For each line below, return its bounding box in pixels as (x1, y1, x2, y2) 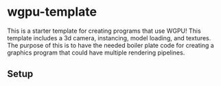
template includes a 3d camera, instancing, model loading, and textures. (7, 33, 211, 42)
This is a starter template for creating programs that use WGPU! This (7, 27, 201, 35)
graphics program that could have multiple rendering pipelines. (7, 48, 185, 57)
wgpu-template (7, 4, 97, 20)
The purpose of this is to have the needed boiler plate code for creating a (7, 41, 214, 49)
